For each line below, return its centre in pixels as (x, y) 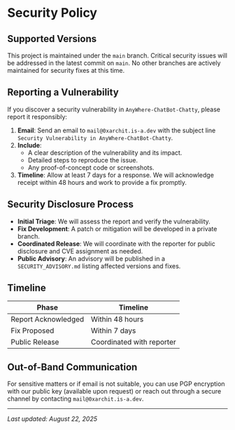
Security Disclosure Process (71, 204)
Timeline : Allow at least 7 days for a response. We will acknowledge (116, 175)
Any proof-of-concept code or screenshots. (91, 167)
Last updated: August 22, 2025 (52, 419)
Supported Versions (52, 39)
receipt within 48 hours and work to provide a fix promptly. (102, 182)
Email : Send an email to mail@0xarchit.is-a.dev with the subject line (116, 130)
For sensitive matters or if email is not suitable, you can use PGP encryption (116, 384)
